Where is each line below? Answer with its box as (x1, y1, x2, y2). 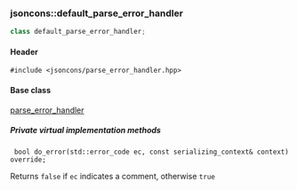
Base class (10, 84, 52, 95)
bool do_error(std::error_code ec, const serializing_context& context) (13, 147, 290, 156)
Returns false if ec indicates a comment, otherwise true (10, 170, 216, 181)
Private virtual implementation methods (10, 125, 161, 136)
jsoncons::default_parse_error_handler (10, 7, 183, 20)
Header (10, 46, 38, 57)
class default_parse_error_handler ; (10, 28, 146, 36)
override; (10, 154, 47, 164)
